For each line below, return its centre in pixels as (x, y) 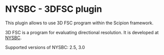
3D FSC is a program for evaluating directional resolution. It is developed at (82, 32)
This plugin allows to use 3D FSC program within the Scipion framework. (80, 23)
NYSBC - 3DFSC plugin (54, 9)
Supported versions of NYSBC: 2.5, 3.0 (45, 47)
